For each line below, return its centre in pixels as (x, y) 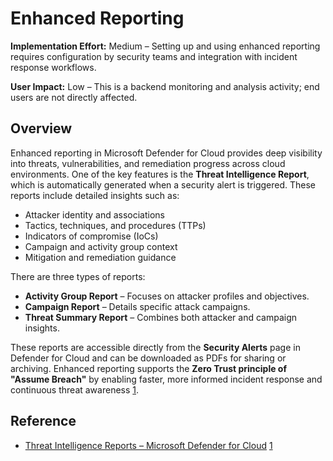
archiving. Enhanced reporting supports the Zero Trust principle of (148, 368)
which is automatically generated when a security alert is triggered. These (163, 184)
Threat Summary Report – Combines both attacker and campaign (161, 317)
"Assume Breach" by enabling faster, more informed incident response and (166, 379)
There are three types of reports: (78, 276)
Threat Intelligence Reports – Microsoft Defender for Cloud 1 (148, 445)
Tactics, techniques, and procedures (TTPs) (115, 225)
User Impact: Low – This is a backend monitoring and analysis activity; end (165, 86)
